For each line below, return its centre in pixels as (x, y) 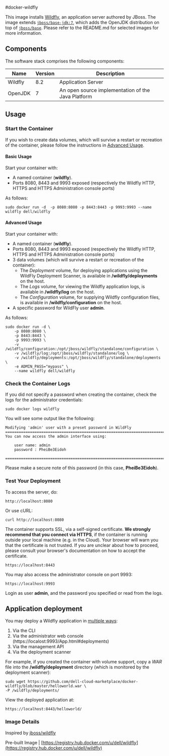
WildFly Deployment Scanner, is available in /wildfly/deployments (89, 276)
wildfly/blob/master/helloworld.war (44, 686)
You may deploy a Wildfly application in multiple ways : (62, 621)
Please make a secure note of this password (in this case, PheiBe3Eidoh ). (82, 468)
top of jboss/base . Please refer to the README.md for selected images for (82, 28)
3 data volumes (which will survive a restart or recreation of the (78, 259)
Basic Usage (18, 157)
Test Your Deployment (33, 481)
